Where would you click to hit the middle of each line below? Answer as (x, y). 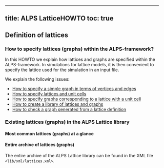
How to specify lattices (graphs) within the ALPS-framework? (80, 49)
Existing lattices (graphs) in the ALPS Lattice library (67, 122)
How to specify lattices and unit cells (49, 94)
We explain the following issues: (37, 79)
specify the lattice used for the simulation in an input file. (62, 70)
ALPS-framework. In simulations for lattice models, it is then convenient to (80, 65)
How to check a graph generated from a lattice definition (69, 110)
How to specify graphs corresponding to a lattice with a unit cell (76, 99)
